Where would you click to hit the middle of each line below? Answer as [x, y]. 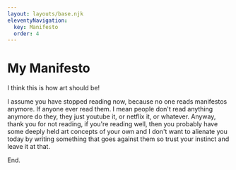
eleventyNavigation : [38, 20]
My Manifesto [49, 68]
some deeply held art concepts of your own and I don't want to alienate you [117, 132]
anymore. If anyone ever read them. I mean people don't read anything [110, 109]
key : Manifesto [36, 27]
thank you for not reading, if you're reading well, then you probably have [113, 124]
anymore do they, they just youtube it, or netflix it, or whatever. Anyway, [112, 116]
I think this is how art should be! [54, 88]
